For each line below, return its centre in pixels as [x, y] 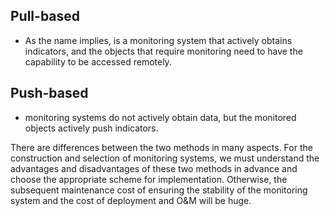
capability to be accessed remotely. [98, 61]
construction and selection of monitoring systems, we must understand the [165, 158]
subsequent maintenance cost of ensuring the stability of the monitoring [159, 190]
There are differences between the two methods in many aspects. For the [161, 147]
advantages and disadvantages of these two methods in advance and [154, 168]
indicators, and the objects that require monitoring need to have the [163, 51]
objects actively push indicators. [91, 128]
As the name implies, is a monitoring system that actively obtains [158, 40]
